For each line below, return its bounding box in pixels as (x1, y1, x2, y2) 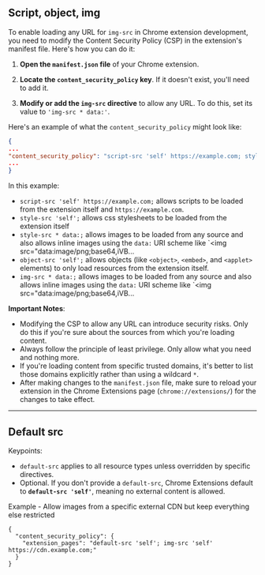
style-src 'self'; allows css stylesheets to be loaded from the (19, 213, 227, 223)
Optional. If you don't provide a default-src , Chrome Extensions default (19, 478, 254, 487)
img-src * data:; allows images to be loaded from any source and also (19, 272, 252, 281)
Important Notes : (8, 304, 65, 314)
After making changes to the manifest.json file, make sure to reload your (19, 378, 257, 388)
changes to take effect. (19, 395, 95, 404)
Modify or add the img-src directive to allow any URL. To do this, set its (19, 98, 253, 107)
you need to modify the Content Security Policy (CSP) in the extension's (8, 36, 242, 45)
